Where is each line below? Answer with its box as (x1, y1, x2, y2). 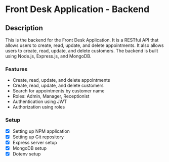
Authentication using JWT (12, 98, 67, 104)
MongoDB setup (12, 145, 47, 151)
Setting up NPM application (12, 128, 70, 134)
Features (5, 66, 28, 73)
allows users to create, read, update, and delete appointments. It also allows (5, 42, 164, 48)
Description (5, 24, 43, 32)
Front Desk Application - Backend (5, 4, 150, 15)
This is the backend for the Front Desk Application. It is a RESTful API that (5, 37, 159, 43)
